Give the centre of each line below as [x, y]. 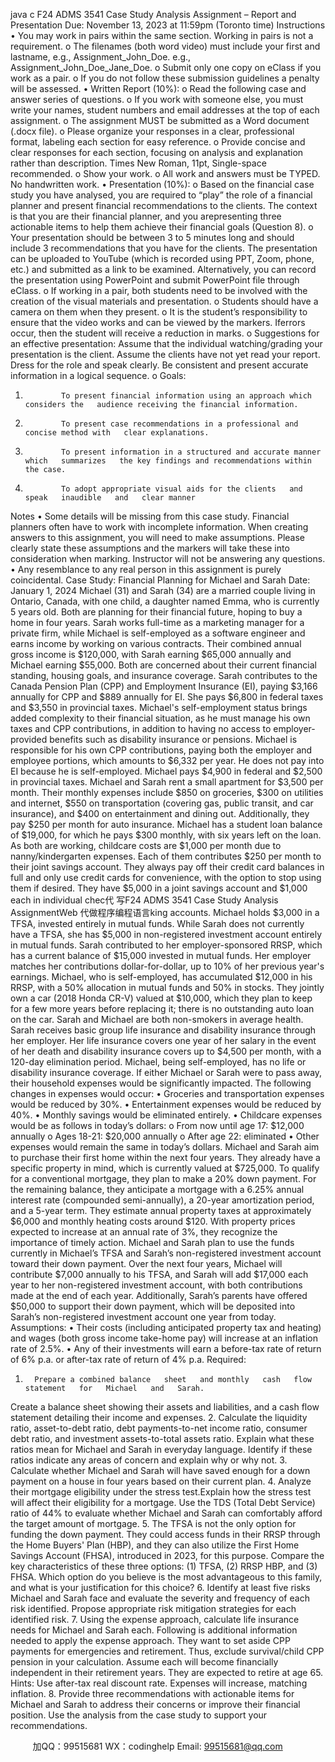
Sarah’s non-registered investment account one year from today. [143, 1317]
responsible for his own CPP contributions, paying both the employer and [161, 750]
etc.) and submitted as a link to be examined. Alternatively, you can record [163, 269]
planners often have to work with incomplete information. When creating [159, 527]
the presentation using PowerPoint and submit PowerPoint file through [155, 280]
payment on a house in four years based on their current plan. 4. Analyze [161, 1481]
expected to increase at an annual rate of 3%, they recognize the [144, 1232]
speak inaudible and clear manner [110, 498]
